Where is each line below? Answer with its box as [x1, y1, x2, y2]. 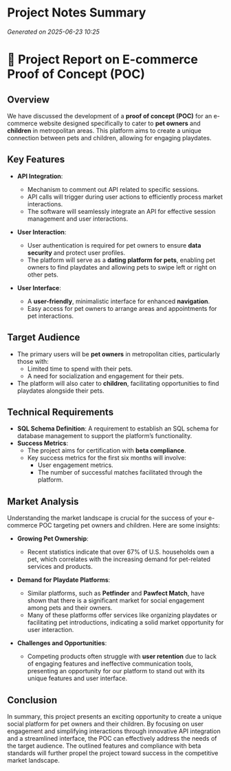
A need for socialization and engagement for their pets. [27, 371, 184, 380]
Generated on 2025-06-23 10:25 [7, 28, 100, 36]
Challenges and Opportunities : [16, 639, 107, 647]
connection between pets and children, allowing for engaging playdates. [7, 133, 212, 142]
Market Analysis [7, 495, 79, 507]
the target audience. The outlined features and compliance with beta [7, 741, 201, 750]
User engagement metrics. [37, 461, 113, 469]
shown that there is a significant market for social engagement [27, 596, 205, 605]
